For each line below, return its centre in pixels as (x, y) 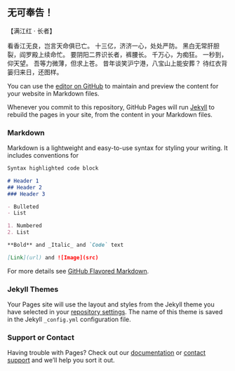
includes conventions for (43, 156)
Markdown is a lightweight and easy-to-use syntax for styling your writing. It (117, 148)
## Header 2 (25, 187)
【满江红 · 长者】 (32, 31)
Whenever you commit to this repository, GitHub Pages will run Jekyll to (111, 107)
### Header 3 (26, 194)
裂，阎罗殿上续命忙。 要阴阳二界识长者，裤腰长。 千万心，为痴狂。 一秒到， (117, 54)
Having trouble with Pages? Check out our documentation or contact (106, 353)
